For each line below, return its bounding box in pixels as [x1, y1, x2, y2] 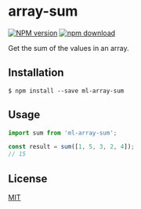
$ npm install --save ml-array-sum [8, 87, 125, 95]
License [8, 171, 48, 186]
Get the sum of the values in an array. [8, 43, 129, 52]
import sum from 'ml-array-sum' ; [8, 128, 117, 137]
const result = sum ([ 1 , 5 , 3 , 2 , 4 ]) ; [8, 143, 135, 151]
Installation [8, 66, 64, 80]
